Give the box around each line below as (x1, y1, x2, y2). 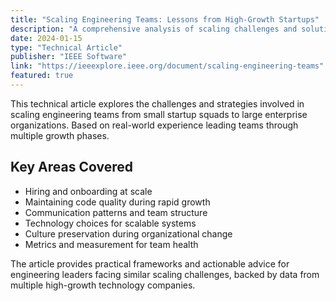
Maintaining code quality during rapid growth (24, 196, 211, 208)
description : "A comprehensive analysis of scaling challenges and (10, 24, 298, 34)
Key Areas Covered (10, 159, 133, 176)
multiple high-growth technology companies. (10, 279, 196, 291)
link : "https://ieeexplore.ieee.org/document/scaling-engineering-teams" (10, 61, 325, 71)
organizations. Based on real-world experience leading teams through (10, 119, 299, 131)
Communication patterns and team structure (24, 206, 208, 218)
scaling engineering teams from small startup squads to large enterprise (10, 108, 308, 120)
